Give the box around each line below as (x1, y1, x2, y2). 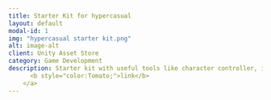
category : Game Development (8, 57, 103, 65)
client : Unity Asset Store (8, 49, 99, 57)
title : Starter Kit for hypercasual (8, 11, 131, 20)
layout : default (8, 19, 63, 27)
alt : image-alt (8, 42, 60, 50)
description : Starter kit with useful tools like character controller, (8, 65, 258, 73)
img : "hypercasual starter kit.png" (8, 34, 131, 43)
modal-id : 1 (8, 27, 48, 35)
